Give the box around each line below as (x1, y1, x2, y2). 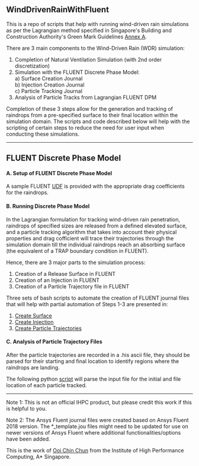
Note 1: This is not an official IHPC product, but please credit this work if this (6, 398, 192, 406)
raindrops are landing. (6, 364, 60, 371)
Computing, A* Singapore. (6, 453, 71, 460)
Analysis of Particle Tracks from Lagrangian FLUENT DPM (14, 94, 157, 101)
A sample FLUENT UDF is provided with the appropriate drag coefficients (6, 183, 185, 190)
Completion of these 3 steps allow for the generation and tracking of (6, 105, 174, 112)
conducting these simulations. (6, 130, 80, 137)
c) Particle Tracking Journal (14, 87, 83, 94)
